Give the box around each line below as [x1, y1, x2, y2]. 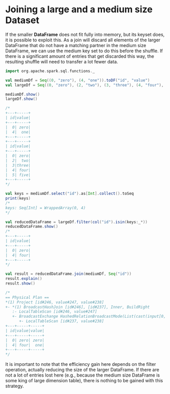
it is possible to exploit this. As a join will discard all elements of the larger [5, 37, 161, 43]
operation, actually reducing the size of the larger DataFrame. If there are [5, 367, 160, 373]
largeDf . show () [5, 96, 38, 102]
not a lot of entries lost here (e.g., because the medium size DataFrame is [5, 372, 160, 378]
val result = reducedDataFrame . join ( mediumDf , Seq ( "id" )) [5, 271, 132, 277]
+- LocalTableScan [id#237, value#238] [18, 319, 104, 324]
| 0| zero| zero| [5, 338, 45, 343]
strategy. [5, 383, 24, 389]
